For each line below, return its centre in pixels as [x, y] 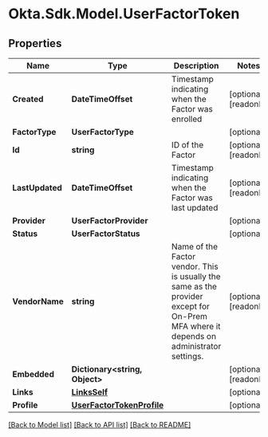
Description [196, 66]
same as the [194, 286]
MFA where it [196, 326]
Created [28, 99]
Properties [35, 43]
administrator [196, 346]
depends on [194, 336]
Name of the [194, 246]
